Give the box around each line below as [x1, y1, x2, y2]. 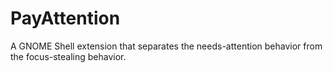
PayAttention [10, 7, 121, 30]
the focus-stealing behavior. [10, 50, 127, 62]
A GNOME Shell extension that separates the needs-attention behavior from [10, 40, 323, 52]
